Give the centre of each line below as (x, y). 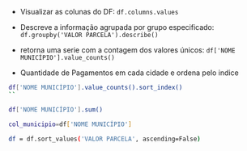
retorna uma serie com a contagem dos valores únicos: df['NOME (128, 50)
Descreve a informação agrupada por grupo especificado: (117, 27)
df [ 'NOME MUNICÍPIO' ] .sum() (56, 109)
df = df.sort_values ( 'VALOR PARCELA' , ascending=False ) (104, 139)
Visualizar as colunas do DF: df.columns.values (99, 12)
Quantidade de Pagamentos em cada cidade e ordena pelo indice (129, 73)
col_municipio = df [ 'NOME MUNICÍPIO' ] (70, 124)
